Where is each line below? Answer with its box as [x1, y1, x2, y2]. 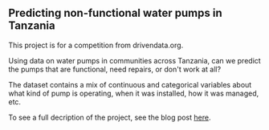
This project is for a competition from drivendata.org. [8, 40, 184, 50]
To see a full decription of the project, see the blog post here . [8, 112, 211, 122]
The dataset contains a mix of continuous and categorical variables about [8, 79, 252, 89]
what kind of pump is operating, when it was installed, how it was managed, [8, 88, 259, 98]
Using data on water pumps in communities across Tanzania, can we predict [8, 55, 261, 65]
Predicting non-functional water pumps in [8, 6, 222, 20]
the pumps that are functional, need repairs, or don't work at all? [8, 64, 222, 74]
